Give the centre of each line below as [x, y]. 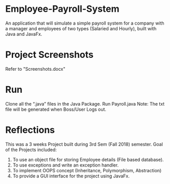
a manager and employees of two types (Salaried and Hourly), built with [81, 28]
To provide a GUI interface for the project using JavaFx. [71, 176]
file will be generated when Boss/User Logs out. [56, 109]
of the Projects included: [31, 150]
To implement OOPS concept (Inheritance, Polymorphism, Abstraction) [87, 170]
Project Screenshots [49, 55]
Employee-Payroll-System [62, 9]
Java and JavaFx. [24, 34]
